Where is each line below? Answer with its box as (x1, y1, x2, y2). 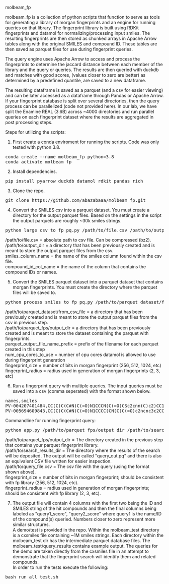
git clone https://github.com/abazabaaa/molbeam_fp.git (5, 198, 146, 203)
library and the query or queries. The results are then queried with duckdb (5, 67, 159, 73)
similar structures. (12, 521, 50, 528)
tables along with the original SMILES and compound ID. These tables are (5, 41, 157, 47)
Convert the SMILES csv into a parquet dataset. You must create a (12, 207, 150, 213)
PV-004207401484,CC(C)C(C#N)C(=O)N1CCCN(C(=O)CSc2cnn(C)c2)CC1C (5, 403, 167, 408)
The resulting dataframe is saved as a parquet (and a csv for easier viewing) (5, 87, 163, 93)
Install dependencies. (12, 168, 57, 174)
